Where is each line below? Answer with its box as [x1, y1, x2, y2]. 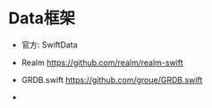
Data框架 [8, 8, 76, 29]
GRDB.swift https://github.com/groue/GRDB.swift [21, 74, 203, 85]
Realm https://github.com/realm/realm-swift [21, 57, 184, 68]
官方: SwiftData [21, 39, 78, 50]
